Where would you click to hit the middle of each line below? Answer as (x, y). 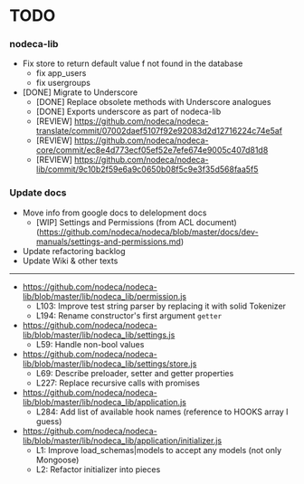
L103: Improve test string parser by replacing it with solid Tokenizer (161, 306)
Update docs (38, 193)
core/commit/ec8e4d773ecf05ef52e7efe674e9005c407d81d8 (152, 150)
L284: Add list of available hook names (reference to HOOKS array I (162, 412)
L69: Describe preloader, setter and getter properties (135, 373)
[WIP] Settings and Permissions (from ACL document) (136, 222)
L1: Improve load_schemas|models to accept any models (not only (159, 450)
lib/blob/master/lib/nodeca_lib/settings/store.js (109, 364)
